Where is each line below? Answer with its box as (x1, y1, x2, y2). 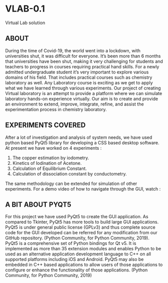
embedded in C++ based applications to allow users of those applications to (5, 262, 163, 268)
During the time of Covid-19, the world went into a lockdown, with (5, 47, 140, 53)
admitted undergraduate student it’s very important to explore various (5, 69, 149, 75)
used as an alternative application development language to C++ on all (5, 251, 151, 257)
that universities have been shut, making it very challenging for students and (5, 58, 163, 64)
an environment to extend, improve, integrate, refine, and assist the (5, 101, 144, 107)
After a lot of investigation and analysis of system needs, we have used (5, 134, 152, 140)
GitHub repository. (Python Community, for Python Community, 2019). (5, 235, 149, 241)
